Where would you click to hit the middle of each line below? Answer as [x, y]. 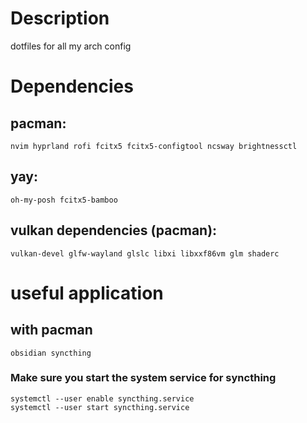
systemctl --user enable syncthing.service [102, 398]
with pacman [51, 330]
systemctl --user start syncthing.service [100, 407]
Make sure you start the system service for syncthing [143, 378]
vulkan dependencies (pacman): [114, 230]
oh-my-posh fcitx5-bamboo [64, 200]
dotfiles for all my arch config [71, 46]
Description [60, 18]
